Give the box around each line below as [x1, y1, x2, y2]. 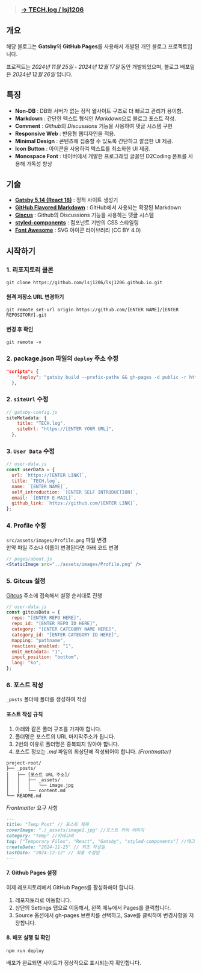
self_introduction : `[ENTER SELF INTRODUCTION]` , [11, 489, 138, 495]
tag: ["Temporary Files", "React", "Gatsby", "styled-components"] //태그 [6, 839, 195, 845]
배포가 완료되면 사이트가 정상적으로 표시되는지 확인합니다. [6, 959, 141, 966]
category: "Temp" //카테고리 [6, 833, 74, 839]
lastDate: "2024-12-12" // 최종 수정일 [6, 850, 100, 856]
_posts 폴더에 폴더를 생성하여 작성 [6, 696, 87, 703]
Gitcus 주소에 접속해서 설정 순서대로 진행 [6, 591, 102, 599]
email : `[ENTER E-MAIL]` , [11, 495, 77, 501]
